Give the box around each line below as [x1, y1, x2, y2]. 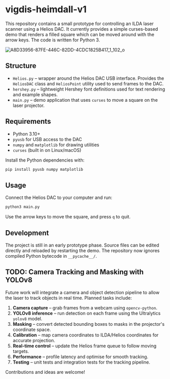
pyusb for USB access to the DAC [12, 136, 82, 142]
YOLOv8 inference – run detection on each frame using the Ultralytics [12, 310, 161, 316]
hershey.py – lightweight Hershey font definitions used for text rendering [12, 86, 165, 92]
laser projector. [12, 102, 45, 108]
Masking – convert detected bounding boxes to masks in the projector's [12, 321, 165, 327]
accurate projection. [12, 337, 55, 343]
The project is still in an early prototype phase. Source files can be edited [5, 242, 159, 248]
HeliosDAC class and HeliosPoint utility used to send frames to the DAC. [12, 80, 164, 86]
